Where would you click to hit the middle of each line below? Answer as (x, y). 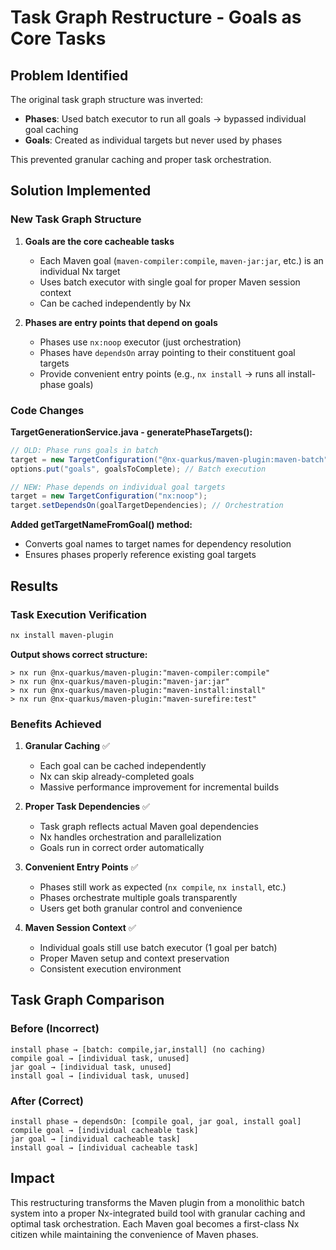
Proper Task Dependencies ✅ (87, 807)
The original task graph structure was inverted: (107, 99)
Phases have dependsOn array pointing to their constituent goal (167, 352)
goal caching (51, 129)
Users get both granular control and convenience (141, 908)
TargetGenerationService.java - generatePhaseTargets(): (131, 432)
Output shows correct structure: (79, 654)
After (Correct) (47, 1101)
